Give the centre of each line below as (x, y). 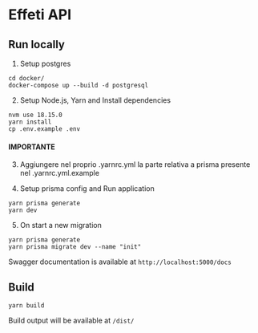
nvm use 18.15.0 (35, 115)
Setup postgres (45, 63)
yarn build (26, 306)
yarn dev (23, 210)
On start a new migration (60, 225)
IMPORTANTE (32, 147)
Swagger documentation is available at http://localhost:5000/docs (120, 262)
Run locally (37, 45)
